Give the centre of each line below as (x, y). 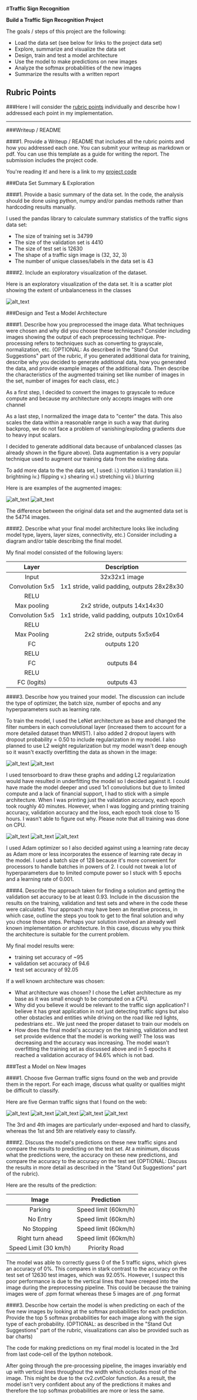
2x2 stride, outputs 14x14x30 (122, 605)
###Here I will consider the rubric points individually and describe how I (93, 107)
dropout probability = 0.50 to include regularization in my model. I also (91, 739)
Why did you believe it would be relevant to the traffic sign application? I (101, 1005)
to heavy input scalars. (34, 435)
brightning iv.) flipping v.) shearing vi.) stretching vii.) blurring (80, 476)
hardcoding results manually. (41, 207)
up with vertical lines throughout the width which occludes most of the (91, 1372)
